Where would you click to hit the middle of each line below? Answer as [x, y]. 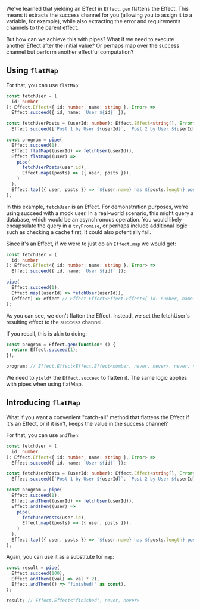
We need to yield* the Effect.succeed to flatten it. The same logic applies [97, 378]
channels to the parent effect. [43, 27]
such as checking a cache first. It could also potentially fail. [79, 232]
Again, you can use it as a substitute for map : [60, 556]
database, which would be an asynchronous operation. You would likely [94, 219]
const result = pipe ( [33, 568]
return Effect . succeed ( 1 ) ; [45, 350]
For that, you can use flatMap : [43, 85]
